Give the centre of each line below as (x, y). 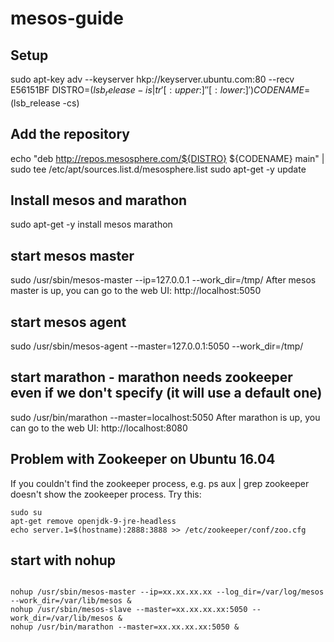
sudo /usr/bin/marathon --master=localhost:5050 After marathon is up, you (165, 417)
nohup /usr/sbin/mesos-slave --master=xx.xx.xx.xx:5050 (129, 610)
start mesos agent (68, 322)
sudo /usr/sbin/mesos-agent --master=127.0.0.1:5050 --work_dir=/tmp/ (157, 346)
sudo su (26, 512)
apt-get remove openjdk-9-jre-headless (93, 521)
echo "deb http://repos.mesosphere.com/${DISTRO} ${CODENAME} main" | (167, 158)
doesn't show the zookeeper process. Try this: (106, 494)
